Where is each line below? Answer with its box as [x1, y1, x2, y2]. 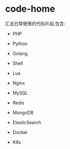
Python [12, 40, 28, 46]
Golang [12, 50, 28, 56]
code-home [5, 3, 55, 15]
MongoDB [12, 109, 34, 115]
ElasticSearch [12, 119, 41, 125]
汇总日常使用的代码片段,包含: [5, 20, 65, 26]
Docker [12, 129, 28, 135]
